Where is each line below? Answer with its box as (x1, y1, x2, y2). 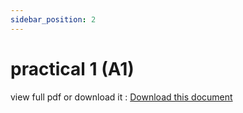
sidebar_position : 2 (10, 14, 97, 25)
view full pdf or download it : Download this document (10, 91, 233, 103)
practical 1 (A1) (10, 57, 135, 80)
